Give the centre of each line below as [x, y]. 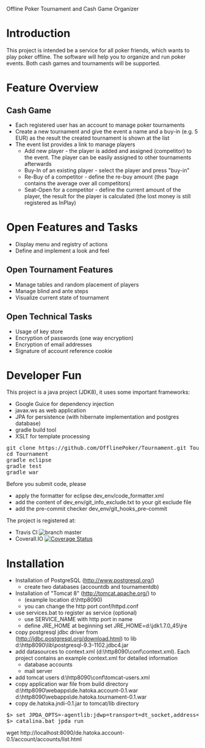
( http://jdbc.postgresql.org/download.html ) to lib [76, 639]
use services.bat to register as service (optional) [76, 613]
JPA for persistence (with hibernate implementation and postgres [97, 417]
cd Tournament [27, 454]
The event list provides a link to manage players [75, 144]
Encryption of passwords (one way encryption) [74, 338]
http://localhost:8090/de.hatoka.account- [73, 733]
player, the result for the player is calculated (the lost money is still [107, 196]
